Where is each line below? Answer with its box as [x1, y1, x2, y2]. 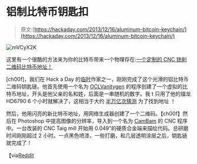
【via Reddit [6, 152, 34, 159]
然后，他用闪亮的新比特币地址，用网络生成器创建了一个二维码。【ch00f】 [6, 110, 183, 117]
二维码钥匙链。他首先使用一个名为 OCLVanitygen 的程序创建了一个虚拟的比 [6, 83, 188, 90]
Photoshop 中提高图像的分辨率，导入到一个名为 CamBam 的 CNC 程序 [17, 117, 188, 124]
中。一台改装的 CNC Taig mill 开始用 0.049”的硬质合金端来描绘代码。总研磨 [6, 124, 189, 132]
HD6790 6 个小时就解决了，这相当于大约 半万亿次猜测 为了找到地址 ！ [6, 97, 176, 104]
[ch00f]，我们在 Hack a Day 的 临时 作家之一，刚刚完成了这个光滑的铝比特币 [6, 76, 189, 83]
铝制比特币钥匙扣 [6, 5, 89, 19]
